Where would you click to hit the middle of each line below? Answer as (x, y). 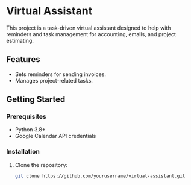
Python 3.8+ (30, 130)
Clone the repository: (41, 165)
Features (23, 59)
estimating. (20, 40)
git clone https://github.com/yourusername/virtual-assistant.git (100, 176)
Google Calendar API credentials (55, 136)
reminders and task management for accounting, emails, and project (91, 34)
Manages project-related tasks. (54, 80)
